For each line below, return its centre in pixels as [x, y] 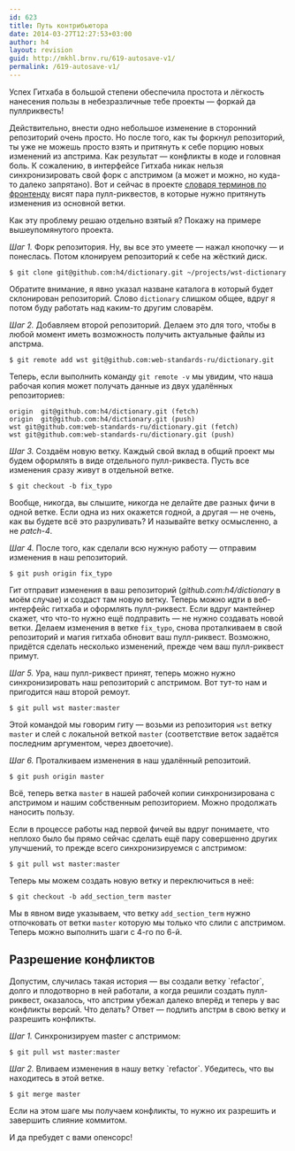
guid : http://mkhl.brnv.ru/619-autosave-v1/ [92, 58]
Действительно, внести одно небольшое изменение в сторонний [133, 127]
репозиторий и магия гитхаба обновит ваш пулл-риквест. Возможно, [140, 637]
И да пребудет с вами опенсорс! [71, 1137]
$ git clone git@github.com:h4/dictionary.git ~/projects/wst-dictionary [148, 272]
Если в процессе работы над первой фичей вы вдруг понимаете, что [139, 829]
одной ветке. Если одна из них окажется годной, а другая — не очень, [143, 512]
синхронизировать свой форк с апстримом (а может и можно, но [133, 174]
